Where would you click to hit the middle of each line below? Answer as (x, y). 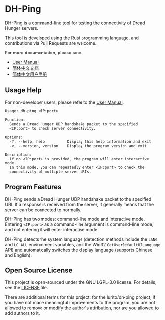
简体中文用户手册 (30, 74)
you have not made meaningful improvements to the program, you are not (80, 303)
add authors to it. (22, 313)
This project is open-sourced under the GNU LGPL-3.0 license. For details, (81, 282)
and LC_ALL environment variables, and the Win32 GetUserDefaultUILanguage (83, 244)
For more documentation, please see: (43, 53)
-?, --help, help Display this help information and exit (81, 141)
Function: (15, 120)
